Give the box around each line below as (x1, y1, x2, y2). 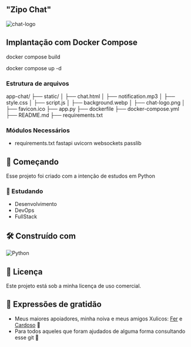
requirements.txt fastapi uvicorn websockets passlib (14, 140, 142, 147)
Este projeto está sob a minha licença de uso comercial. (6, 282, 142, 289)
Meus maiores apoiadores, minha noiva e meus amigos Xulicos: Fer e (14, 315, 183, 322)
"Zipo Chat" (6, 5, 52, 15)
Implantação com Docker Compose (6, 38, 138, 48)
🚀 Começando (6, 156, 59, 167)
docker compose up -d (6, 64, 62, 71)
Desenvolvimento (14, 201, 57, 208)
